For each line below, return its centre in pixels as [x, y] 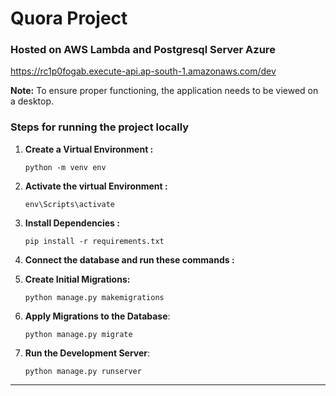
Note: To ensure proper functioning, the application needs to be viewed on [164, 91]
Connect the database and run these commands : [129, 259]
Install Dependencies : [72, 223]
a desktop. [32, 101]
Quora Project [69, 18]
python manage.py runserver [83, 371]
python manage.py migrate [78, 334]
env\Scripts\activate [69, 204]
